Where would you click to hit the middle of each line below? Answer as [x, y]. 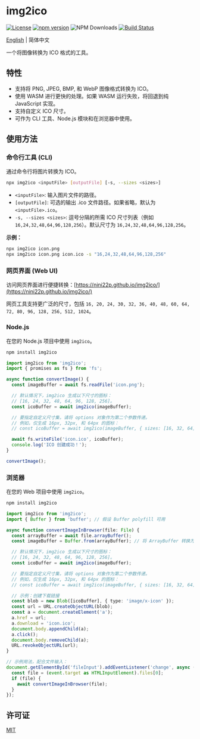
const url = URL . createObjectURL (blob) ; [62, 607]
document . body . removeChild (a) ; [50, 640]
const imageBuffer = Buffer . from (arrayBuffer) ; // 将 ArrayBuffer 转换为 [103, 541]
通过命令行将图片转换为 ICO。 [43, 172]
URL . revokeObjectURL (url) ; [45, 645]
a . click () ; [25, 634]
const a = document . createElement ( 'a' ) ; [62, 613]
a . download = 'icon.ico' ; [44, 623]
